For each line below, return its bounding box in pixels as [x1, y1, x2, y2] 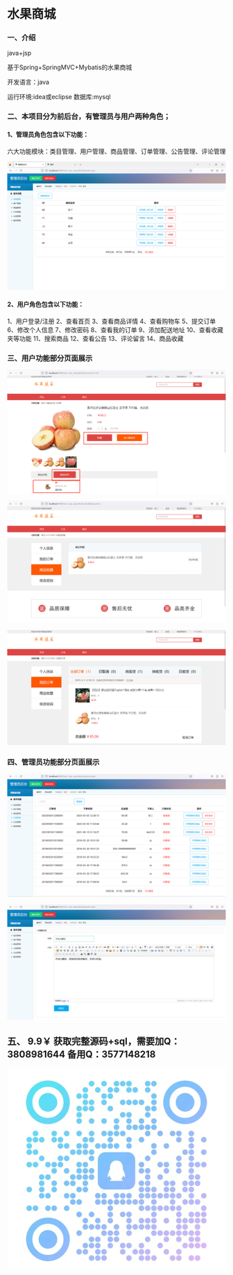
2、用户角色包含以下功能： [7, 300, 85, 309]
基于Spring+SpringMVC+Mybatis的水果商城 [7, 63, 132, 71]
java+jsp [7, 49, 32, 58]
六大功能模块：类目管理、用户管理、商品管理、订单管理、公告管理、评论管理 [7, 147, 226, 155]
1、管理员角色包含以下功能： [7, 130, 89, 139]
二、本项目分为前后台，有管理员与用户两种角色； [7, 112, 171, 121]
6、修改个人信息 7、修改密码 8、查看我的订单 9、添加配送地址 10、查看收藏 [7, 325, 224, 333]
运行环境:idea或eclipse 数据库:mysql [7, 93, 111, 101]
